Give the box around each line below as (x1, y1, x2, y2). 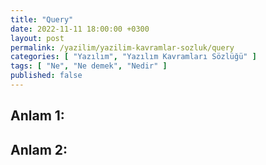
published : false (10, 71, 83, 81)
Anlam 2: (10, 141, 68, 158)
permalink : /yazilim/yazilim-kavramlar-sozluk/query (10, 42, 235, 53)
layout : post (10, 33, 65, 43)
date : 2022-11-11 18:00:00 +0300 (10, 24, 150, 34)
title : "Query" (10, 14, 74, 25)
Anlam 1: (10, 107, 65, 125)
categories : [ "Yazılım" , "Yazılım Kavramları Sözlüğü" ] (10, 52, 257, 62)
